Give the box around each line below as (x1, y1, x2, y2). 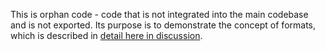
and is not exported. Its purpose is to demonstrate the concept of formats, (10, 19, 317, 31)
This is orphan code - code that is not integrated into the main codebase (10, 9, 309, 20)
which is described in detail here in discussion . (10, 30, 203, 41)
